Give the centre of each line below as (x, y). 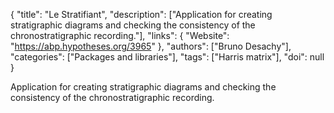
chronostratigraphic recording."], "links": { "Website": (120, 35)
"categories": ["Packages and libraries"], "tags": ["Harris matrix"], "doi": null (167, 57)
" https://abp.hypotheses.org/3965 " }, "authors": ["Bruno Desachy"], (151, 46)
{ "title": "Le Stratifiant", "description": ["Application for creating (141, 14)
